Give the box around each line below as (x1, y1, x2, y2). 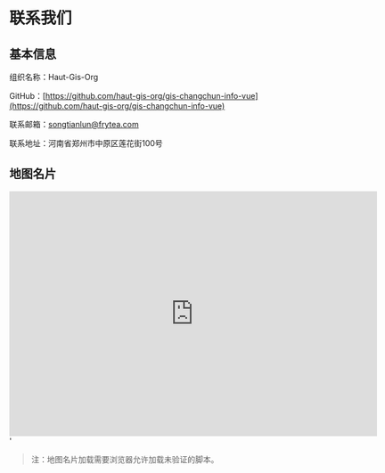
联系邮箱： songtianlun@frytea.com (9, 119, 140, 129)
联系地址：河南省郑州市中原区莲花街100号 (9, 138, 163, 148)
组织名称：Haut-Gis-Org (9, 72, 99, 82)
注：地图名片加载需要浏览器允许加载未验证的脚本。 (30, 453, 219, 464)
